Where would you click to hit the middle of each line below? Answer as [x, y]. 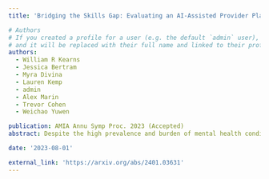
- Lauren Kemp [39, 82]
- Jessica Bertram [46, 68]
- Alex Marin [37, 97]
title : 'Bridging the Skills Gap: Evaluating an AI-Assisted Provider [128, 16]
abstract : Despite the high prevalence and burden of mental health [125, 134]
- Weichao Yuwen [42, 112]
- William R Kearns [48, 60]
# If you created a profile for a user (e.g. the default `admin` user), [134, 38]
